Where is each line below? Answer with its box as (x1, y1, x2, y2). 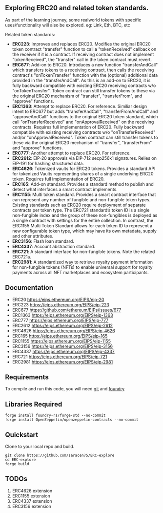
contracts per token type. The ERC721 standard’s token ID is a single (12, 207, 150, 213)
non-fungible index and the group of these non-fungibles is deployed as (12, 212, 158, 218)
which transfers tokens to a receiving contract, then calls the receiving (12, 67, 154, 73)
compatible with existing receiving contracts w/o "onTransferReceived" (12, 129, 156, 135)
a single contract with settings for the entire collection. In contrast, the (12, 217, 154, 223)
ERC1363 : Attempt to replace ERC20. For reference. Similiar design (12, 103, 147, 109)
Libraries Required (5, 400, 62, 408)
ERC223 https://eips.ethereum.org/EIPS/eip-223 (12, 301, 110, 307)
